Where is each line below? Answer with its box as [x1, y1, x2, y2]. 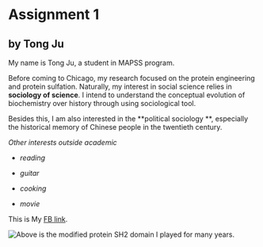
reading [19, 153, 46, 162]
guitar [19, 169, 40, 177]
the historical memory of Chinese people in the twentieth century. [8, 123, 223, 131]
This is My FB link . [8, 215, 68, 223]
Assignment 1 [8, 6, 100, 24]
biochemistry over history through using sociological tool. [8, 99, 196, 108]
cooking [19, 184, 47, 193]
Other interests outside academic [8, 138, 117, 147]
